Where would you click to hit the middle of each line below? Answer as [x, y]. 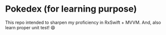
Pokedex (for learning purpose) [71, 9]
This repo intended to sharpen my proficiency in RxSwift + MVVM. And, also [83, 22]
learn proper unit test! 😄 [30, 27]
